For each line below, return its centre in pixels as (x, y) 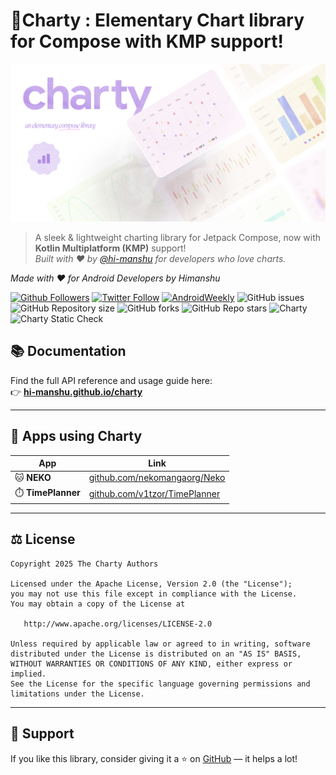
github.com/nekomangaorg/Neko (157, 478)
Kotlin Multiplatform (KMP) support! (110, 248)
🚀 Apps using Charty (76, 436)
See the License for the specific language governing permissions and (160, 684)
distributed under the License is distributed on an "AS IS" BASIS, (156, 654)
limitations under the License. (77, 694)
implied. (28, 674)
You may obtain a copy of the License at (98, 604)
